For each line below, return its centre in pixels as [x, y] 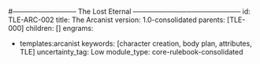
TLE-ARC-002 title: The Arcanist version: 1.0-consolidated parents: [117, 20]
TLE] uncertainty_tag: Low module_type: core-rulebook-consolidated [131, 52]
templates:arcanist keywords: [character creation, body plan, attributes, [136, 43]
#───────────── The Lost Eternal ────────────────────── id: [129, 11]
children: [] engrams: [59, 28]
